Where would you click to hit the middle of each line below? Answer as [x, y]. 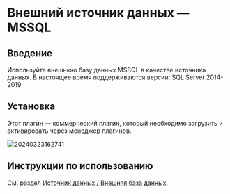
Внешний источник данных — [98, 13]
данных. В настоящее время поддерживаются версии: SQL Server [106, 77]
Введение [30, 53]
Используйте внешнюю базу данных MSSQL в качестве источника [107, 70]
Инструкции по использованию [80, 166]
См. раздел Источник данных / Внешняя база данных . [88, 183]
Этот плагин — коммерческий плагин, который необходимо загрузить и [115, 123]
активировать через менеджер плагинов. [69, 131]
